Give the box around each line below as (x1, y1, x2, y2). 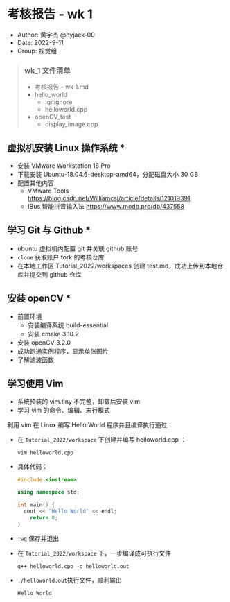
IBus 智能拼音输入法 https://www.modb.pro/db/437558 (27, 203, 185, 211)
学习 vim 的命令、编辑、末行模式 (17, 406, 111, 415)
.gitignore (44, 98, 73, 106)
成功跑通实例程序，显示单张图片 (17, 347, 109, 355)
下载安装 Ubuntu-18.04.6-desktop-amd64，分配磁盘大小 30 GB (17, 171, 199, 179)
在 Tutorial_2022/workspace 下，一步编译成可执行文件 (17, 549, 172, 557)
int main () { (17, 501, 55, 508)
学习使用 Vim (7, 378, 64, 390)
